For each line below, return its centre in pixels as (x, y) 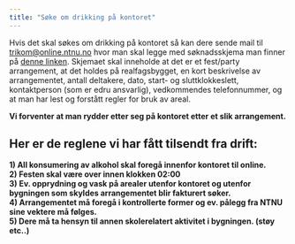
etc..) (19, 231)
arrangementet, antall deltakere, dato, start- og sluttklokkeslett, (124, 80)
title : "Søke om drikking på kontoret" (83, 17)
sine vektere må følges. (53, 212)
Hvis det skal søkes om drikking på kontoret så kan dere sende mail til (136, 42)
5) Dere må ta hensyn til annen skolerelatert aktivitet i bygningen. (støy (142, 221)
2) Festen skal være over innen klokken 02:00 (95, 174)
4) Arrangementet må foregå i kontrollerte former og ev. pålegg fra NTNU (146, 202)
